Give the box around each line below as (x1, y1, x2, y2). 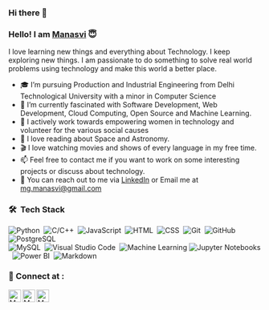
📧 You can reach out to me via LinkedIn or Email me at (19, 175, 199, 185)
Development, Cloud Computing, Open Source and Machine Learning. (19, 108, 252, 119)
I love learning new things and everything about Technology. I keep (8, 47, 230, 57)
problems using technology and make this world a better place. (8, 64, 218, 74)
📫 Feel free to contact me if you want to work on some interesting (19, 155, 240, 165)
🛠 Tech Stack (8, 204, 66, 215)
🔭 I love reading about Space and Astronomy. (19, 134, 170, 143)
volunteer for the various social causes (19, 126, 149, 135)
